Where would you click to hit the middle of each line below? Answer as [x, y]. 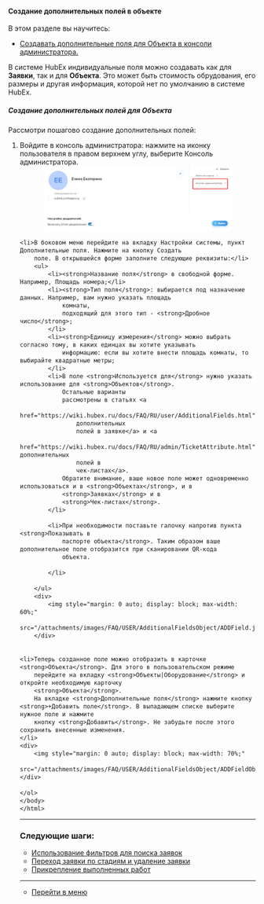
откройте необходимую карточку [71, 683]
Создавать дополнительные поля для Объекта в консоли [115, 44]
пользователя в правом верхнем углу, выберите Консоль [116, 154]
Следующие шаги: [57, 836]
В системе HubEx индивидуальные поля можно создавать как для [120, 68]
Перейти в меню [59, 892]
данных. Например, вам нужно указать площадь [95, 298]
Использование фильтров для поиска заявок [107, 853]
